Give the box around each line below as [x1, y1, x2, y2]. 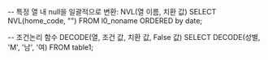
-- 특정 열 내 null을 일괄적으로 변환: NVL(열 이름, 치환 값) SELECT [7, 7, 217, 16]
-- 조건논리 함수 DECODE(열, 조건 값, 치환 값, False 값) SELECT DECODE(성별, [7, 33, 261, 42]
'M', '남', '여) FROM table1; [7, 42, 94, 52]
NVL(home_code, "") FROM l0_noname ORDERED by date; [7, 16, 203, 26]
